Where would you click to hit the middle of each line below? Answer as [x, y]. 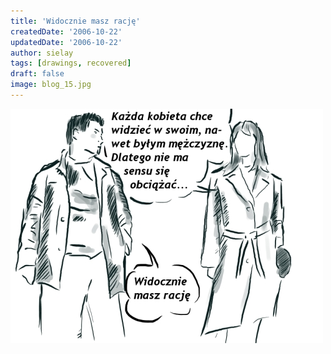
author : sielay [42, 53]
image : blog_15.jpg [51, 85]
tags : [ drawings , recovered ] [71, 63]
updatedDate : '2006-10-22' [66, 42]
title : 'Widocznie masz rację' [75, 21]
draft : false [37, 74]
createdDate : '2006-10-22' [66, 31]
